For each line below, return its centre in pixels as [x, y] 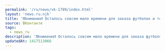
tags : [11, 28]
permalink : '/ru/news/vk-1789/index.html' [49, 9]
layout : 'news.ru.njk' [28, 14]
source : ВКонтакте [24, 23]
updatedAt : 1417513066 [28, 41]
